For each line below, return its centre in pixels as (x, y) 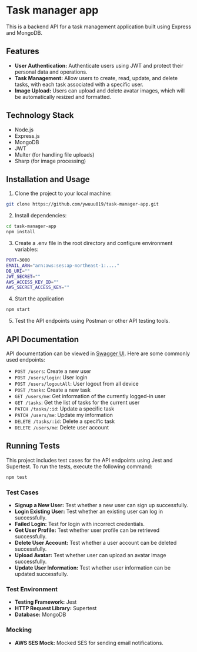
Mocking (19, 630)
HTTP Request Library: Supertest (56, 608)
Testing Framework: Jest (46, 602)
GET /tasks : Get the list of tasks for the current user (77, 402)
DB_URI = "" (18, 271)
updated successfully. (41, 574)
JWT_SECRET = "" (24, 277)
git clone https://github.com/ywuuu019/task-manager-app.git (83, 204)
